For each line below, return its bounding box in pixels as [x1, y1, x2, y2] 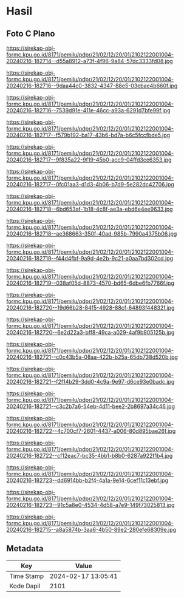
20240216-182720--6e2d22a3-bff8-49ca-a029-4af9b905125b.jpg [6, 329, 175, 336]
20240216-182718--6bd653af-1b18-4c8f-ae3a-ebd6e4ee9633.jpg [6, 205, 173, 212]
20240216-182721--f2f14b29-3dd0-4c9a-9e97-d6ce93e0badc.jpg [6, 378, 175, 385]
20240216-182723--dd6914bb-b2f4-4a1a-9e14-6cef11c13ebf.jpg [6, 477, 169, 484]
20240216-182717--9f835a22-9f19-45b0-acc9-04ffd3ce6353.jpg [6, 156, 172, 163]
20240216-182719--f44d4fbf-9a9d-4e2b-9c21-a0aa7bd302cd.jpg [6, 255, 173, 262]
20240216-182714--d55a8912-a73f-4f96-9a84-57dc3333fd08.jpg [6, 58, 173, 64]
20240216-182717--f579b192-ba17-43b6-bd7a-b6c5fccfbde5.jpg [6, 132, 171, 138]
